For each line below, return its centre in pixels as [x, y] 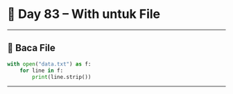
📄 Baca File [31, 48]
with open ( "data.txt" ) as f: [49, 64]
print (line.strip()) [62, 77]
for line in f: [42, 70]
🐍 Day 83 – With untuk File [84, 14]
